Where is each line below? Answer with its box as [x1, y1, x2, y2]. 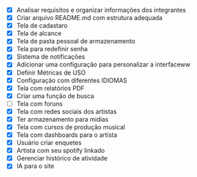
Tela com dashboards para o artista [16, 131, 118, 139]
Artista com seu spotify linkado [16, 147, 105, 155]
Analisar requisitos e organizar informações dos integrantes [16, 6, 187, 14]
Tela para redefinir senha [16, 45, 88, 53]
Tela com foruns [16, 100, 63, 108]
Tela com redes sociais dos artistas [16, 107, 117, 115]
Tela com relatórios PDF [16, 84, 85, 92]
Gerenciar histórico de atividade [16, 154, 108, 162]
